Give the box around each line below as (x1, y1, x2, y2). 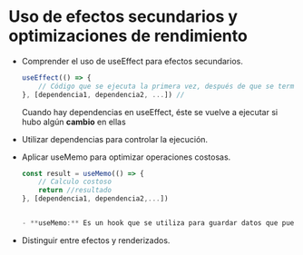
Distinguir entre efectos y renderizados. (21, 234, 171, 246)
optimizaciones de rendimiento (8, 25, 249, 46)
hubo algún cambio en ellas (21, 116, 126, 127)
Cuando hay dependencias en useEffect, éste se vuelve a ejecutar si (21, 106, 279, 117)
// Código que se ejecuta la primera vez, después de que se (38, 82, 274, 91)
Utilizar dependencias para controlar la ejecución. (21, 133, 209, 144)
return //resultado (38, 186, 112, 195)
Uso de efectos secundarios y (8, 6, 238, 27)
